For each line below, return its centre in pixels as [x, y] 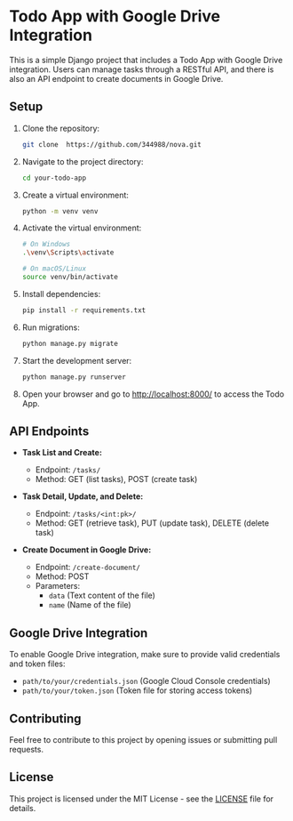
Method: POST [62, 576]
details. [23, 808]
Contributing [45, 718]
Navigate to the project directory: [83, 161]
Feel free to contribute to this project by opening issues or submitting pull [143, 739]
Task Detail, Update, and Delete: [83, 496]
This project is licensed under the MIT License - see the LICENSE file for [141, 799]
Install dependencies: [61, 294]
